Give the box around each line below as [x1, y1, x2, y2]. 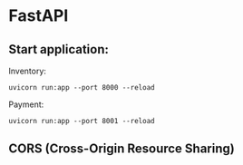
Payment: [8, 99, 44, 110]
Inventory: [8, 65, 47, 76]
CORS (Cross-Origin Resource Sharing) [8, 141, 235, 157]
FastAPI [8, 5, 69, 26]
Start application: [8, 42, 110, 57]
